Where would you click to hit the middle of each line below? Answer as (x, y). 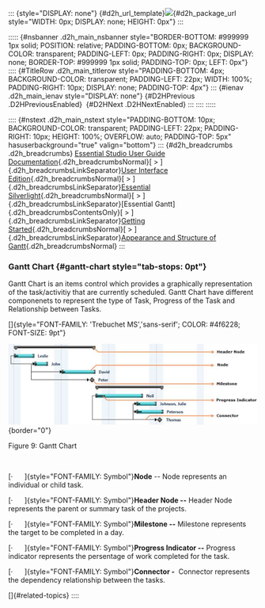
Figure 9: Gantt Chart (43, 445)
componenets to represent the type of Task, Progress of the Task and (122, 300)
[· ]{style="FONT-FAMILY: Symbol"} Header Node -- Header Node (120, 500)
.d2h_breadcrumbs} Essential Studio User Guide (87, 153)
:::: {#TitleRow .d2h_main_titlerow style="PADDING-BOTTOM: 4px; (117, 71)
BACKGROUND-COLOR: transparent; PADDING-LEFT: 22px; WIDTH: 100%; (130, 79)
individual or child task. (46, 484)
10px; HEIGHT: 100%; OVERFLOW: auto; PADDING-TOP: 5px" (132, 136)
